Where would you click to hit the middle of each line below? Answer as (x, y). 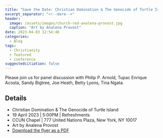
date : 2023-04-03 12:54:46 (32, 32)
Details (16, 98)
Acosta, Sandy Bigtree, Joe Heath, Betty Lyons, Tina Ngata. (65, 83)
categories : (17, 37)
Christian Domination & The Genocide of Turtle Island (65, 109)
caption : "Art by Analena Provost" (45, 28)
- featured (20, 55)
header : (13, 18)
